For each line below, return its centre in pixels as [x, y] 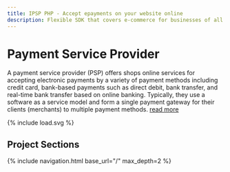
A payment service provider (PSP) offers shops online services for [101, 73]
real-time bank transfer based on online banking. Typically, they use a [106, 95]
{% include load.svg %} [41, 123]
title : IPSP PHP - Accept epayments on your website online [95, 13]
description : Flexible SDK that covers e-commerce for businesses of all [115, 20]
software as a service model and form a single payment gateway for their [111, 102]
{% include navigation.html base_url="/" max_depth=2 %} [90, 161]
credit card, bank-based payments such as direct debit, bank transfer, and [113, 87]
